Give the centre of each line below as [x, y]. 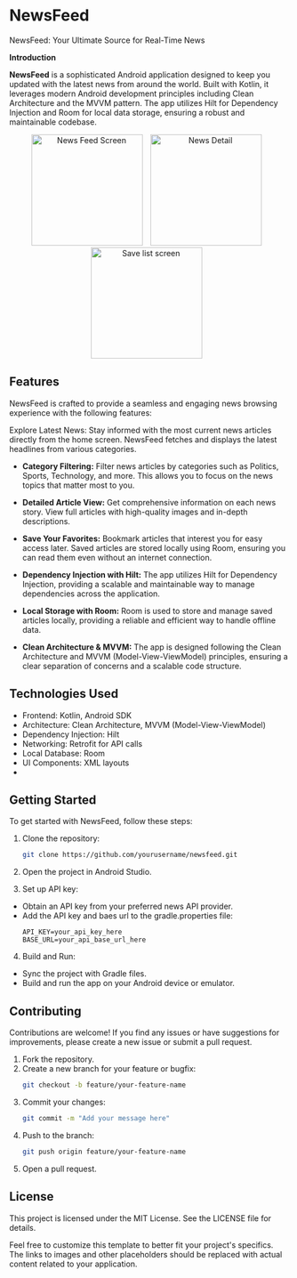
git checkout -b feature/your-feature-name [104, 1085]
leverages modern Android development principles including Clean [132, 93]
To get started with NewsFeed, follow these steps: [101, 821]
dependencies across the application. [91, 594]
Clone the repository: [61, 838]
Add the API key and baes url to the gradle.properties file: [128, 916]
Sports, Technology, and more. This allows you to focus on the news [148, 475]
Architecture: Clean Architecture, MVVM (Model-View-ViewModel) [144, 724]
